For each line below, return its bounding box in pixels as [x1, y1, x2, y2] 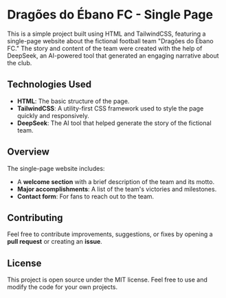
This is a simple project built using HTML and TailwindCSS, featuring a [7, 30, 206, 38]
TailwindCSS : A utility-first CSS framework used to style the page [16, 104, 204, 113]
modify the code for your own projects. [7, 283, 118, 291]
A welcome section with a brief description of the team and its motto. [16, 177, 215, 185]
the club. [7, 58, 32, 67]
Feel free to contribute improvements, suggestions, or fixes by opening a [7, 230, 213, 238]
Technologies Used [7, 79, 91, 91]
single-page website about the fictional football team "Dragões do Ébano [7, 36, 214, 45]
